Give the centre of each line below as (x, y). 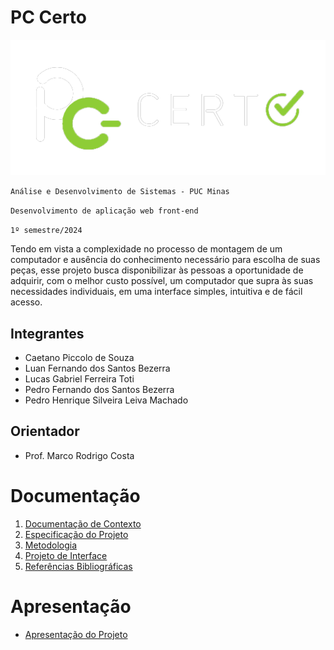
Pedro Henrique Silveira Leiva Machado (106, 400)
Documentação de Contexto (83, 523)
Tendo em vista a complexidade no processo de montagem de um (146, 249)
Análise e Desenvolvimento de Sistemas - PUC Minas (120, 192)
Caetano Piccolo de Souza (79, 358)
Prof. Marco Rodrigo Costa (79, 455)
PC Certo (48, 17)
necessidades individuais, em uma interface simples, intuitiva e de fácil (156, 292)
